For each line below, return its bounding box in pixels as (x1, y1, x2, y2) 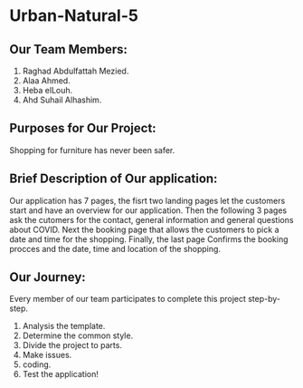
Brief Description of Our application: (9, 171, 218, 187)
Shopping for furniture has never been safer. (9, 144, 175, 155)
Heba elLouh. (22, 85, 73, 95)
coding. (22, 359, 52, 370)
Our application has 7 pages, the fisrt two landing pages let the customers (9, 195, 286, 206)
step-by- (247, 294, 281, 305)
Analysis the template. (22, 321, 106, 332)
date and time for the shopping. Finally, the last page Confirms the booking (9, 233, 289, 245)
